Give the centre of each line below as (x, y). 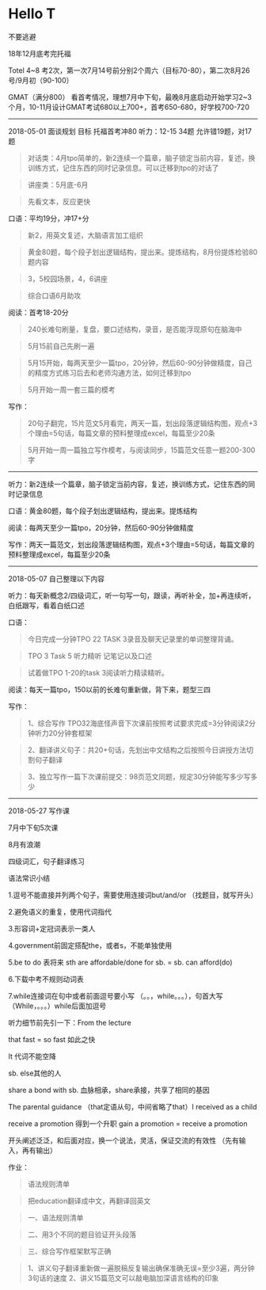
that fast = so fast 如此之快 (52, 1039)
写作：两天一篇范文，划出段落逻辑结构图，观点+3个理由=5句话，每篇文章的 (131, 544)
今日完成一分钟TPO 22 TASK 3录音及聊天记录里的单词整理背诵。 (133, 639)
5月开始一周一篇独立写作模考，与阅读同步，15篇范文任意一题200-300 (141, 450)
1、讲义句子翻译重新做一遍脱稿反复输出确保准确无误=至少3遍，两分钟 (141, 1268)
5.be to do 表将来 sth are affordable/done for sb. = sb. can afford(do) (120, 962)
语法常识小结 (29, 878)
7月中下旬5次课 (33, 828)
